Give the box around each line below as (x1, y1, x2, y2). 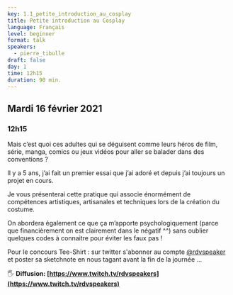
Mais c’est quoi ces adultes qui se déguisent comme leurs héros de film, (7, 140, 218, 149)
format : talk (7, 37, 46, 44)
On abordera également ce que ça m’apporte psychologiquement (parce (7, 219, 219, 228)
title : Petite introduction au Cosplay (7, 17, 125, 24)
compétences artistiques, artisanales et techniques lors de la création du (7, 198, 220, 206)
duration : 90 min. (7, 76, 62, 84)
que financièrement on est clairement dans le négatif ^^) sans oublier (7, 226, 209, 235)
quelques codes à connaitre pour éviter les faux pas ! (7, 234, 163, 243)
